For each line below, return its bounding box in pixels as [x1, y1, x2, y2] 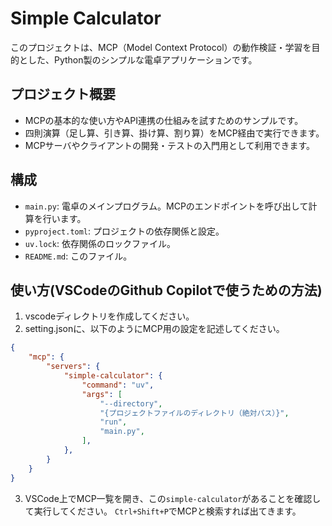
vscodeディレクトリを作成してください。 [24, 310, 195, 322]
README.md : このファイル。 [24, 250, 133, 262]
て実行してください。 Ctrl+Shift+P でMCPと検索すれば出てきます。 [24, 505, 302, 517]
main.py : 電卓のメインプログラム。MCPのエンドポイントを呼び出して [24, 200, 309, 212]
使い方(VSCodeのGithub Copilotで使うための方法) [10, 282, 323, 299]
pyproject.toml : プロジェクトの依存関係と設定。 [24, 225, 225, 237]
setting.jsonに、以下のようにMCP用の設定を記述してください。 [24, 323, 285, 335]
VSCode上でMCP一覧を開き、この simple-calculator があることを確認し [24, 492, 322, 504]
